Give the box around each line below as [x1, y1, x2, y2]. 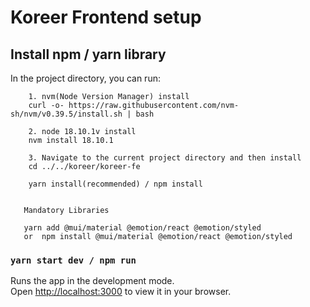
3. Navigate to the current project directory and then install [28, 153, 302, 163]
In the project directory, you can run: [10, 72, 161, 84]
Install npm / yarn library [10, 46, 167, 63]
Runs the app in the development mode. [10, 275, 175, 287]
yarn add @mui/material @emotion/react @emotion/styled [23, 223, 262, 233]
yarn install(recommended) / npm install [28, 179, 203, 189]
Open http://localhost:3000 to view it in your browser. [10, 286, 232, 298]
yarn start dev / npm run [10, 254, 137, 266]
